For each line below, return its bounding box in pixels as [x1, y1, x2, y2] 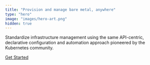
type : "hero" [5, 12, 32, 17]
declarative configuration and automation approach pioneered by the [5, 40, 146, 46]
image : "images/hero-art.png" [5, 16, 68, 21]
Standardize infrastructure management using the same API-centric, [5, 34, 144, 40]
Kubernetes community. [5, 45, 54, 51]
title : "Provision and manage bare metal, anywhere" [5, 7, 116, 12]
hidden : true [5, 21, 32, 26]
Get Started [5, 55, 29, 61]
